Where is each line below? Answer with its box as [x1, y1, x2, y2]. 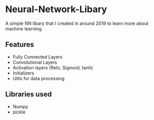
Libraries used [5, 90, 52, 99]
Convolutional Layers [12, 59, 57, 65]
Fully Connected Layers [12, 54, 63, 60]
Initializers [12, 70, 35, 76]
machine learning [5, 25, 42, 31]
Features [5, 41, 34, 49]
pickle [12, 109, 25, 115]
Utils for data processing [12, 75, 65, 82]
